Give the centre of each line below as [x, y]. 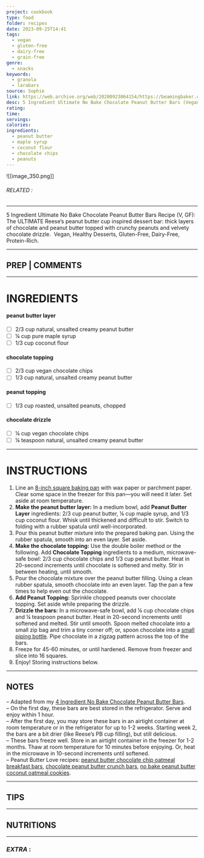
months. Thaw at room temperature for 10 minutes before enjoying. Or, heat [101, 747]
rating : [16, 108]
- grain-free [28, 57]
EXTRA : [19, 849]
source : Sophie [25, 91]
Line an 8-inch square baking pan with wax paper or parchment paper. [104, 488]
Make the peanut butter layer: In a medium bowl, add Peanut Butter [101, 507]
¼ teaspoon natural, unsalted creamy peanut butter [79, 440]
